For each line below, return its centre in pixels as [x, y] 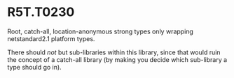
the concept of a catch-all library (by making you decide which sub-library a [117, 59]
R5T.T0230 [41, 12]
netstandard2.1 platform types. [51, 38]
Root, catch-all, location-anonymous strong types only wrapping [101, 31]
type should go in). [34, 67]
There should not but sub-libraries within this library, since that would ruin [114, 52]
